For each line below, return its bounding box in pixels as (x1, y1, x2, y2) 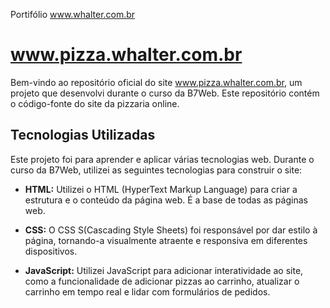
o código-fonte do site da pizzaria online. (10, 97, 180, 109)
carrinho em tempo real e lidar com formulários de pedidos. (24, 285, 271, 298)
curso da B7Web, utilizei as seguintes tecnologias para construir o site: (10, 164, 303, 176)
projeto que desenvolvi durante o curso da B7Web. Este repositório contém (10, 87, 320, 99)
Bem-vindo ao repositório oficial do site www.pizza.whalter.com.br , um (10, 76, 303, 88)
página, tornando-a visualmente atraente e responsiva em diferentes (24, 234, 308, 246)
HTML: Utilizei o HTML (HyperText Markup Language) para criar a (24, 183, 298, 195)
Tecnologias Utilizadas (10, 127, 156, 144)
